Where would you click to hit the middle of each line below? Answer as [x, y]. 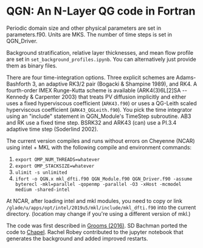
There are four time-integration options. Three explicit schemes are [91, 77]
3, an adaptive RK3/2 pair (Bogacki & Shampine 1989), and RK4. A [115, 84]
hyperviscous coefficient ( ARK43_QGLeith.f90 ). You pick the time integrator [99, 109]
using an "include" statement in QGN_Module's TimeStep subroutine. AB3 [99, 116]
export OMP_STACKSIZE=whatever [55, 166]
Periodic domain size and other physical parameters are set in [84, 28]
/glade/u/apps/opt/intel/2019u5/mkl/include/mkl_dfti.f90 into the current [101, 207]
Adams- [186, 77]
